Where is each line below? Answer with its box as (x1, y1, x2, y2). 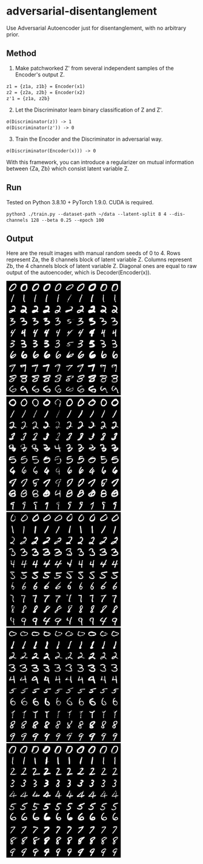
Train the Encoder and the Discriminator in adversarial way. (15, 135, 163, 142)
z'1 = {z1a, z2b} (6, 95, 50, 101)
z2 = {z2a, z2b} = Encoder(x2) (6, 89, 85, 95)
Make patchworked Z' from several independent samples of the (15, 64, 174, 72)
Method (6, 49, 37, 59)
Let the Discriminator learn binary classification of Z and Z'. (15, 106, 163, 113)
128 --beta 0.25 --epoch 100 (30, 217, 104, 223)
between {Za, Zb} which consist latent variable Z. (6, 165, 129, 172)
